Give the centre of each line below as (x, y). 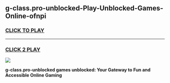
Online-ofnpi (26, 16)
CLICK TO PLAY (25, 31)
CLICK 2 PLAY (23, 49)
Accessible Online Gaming (34, 75)
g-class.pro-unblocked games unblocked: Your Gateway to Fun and (78, 69)
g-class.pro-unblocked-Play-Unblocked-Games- (84, 8)
